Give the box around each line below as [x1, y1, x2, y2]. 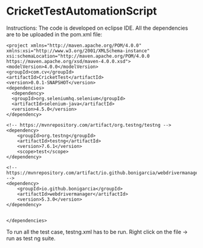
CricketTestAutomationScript [6, 4, 157, 18]
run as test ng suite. [6, 235, 56, 242]
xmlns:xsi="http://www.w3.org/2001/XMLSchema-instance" [6, 47, 150, 54]
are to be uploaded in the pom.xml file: [6, 30, 103, 38]
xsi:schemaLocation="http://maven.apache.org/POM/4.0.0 [6, 53, 150, 59]
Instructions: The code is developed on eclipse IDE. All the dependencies [6, 24, 188, 32]
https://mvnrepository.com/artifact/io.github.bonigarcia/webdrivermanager [6, 170, 201, 176]
